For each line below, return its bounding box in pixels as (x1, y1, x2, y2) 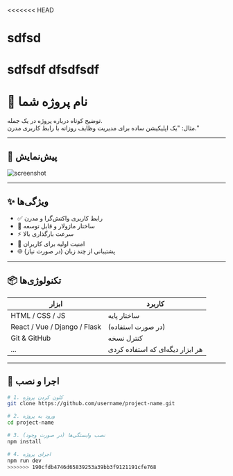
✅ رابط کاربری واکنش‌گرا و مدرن (17, 214, 103, 222)
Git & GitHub (10, 333, 51, 343)
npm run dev (7, 457, 42, 464)
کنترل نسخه (107, 333, 144, 343)
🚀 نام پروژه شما (7, 94, 88, 110)
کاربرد (146, 298, 164, 308)
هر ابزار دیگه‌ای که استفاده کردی (107, 344, 203, 354)
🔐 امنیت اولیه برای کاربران (17, 239, 85, 248)
